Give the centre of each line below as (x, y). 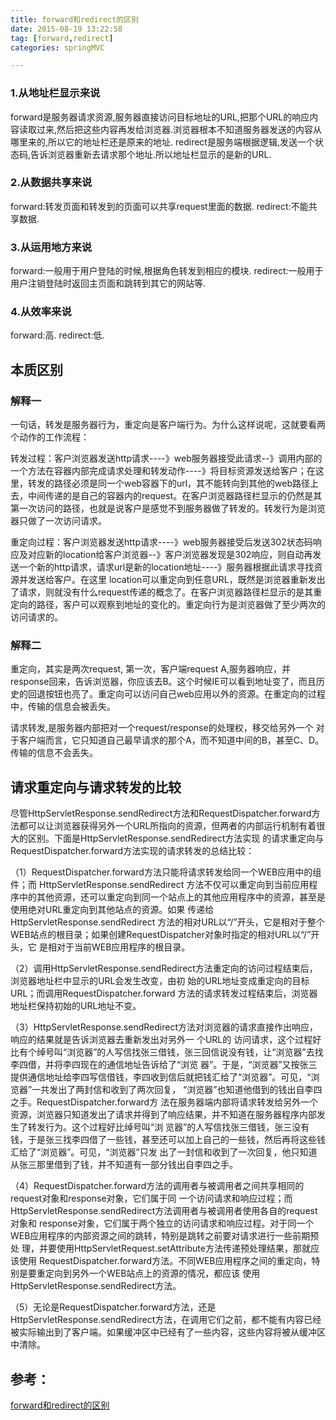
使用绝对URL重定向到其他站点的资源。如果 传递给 (112, 910)
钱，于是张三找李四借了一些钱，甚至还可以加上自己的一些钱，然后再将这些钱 (168, 1140)
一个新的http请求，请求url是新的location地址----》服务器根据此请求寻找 (166, 567)
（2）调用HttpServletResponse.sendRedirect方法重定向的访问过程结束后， (164, 968)
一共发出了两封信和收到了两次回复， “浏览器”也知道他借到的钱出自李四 (177, 1090)
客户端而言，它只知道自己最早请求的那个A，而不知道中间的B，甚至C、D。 (171, 740)
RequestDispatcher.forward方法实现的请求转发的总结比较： (132, 851)
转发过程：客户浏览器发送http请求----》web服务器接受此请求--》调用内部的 (166, 458)
